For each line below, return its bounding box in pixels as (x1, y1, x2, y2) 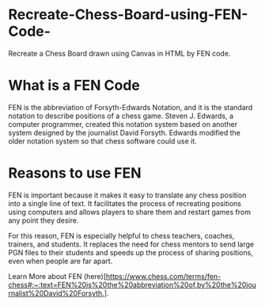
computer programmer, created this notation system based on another (8, 119, 238, 128)
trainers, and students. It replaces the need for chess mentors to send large (8, 239, 255, 249)
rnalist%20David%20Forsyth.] (8, 288, 108, 298)
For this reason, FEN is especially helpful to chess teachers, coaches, (8, 231, 235, 240)
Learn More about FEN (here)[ (8, 271, 107, 281)
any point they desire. (8, 216, 79, 225)
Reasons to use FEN (8, 164, 142, 182)
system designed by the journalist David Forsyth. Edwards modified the (8, 128, 241, 137)
